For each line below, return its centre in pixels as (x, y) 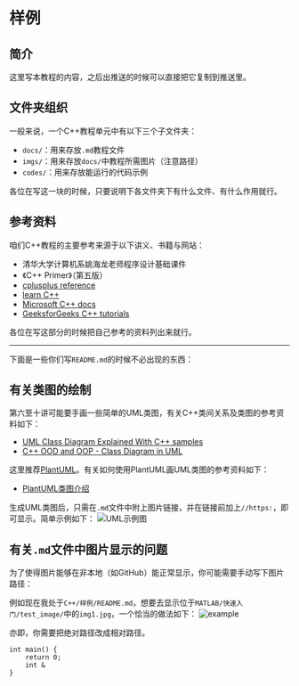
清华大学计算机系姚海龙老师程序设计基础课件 (104, 264)
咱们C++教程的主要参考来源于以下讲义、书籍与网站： (107, 245)
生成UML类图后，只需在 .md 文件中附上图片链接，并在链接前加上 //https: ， (145, 508)
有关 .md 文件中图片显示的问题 (89, 549)
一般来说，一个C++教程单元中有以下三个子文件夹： (103, 131)
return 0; (44, 657)
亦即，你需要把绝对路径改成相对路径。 (79, 633)
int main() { (33, 650)
